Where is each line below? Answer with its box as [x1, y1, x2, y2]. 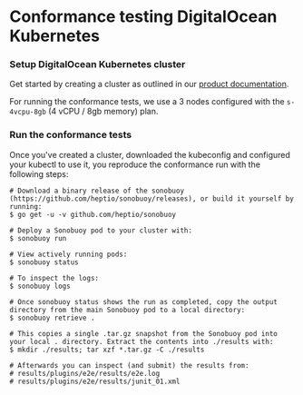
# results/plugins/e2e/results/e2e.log [9, 369, 161, 378]
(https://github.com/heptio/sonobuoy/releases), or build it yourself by [9, 193, 295, 203]
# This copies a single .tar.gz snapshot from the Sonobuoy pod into [9, 329, 279, 338]
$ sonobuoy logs [9, 281, 71, 291]
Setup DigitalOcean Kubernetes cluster [9, 58, 186, 71]
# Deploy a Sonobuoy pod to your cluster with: [9, 225, 193, 235]
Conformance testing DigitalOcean [9, 6, 278, 27]
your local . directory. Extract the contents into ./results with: [9, 337, 274, 346]
